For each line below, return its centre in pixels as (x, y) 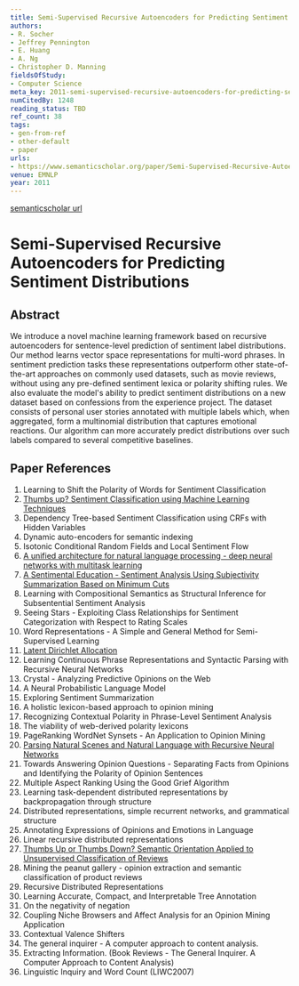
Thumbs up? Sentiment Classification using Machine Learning (136, 498)
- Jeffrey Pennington (50, 42)
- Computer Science (46, 84)
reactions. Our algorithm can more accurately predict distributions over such (150, 431)
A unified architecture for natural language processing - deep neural (148, 555)
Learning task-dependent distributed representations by (126, 792)
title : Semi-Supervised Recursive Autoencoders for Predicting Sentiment (149, 17)
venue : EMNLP (34, 174)
